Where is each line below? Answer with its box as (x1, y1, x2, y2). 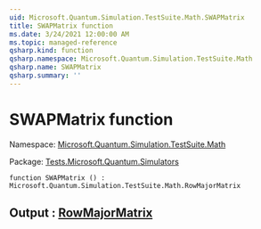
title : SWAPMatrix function (9, 21, 114, 30)
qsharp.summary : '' (9, 71, 82, 80)
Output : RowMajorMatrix (9, 206, 153, 221)
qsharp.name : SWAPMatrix (9, 63, 102, 72)
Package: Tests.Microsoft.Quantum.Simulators (9, 156, 180, 167)
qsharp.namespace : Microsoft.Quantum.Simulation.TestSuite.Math (9, 54, 253, 63)
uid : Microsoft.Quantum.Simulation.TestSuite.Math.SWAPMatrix (9, 12, 245, 22)
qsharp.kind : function (9, 46, 94, 55)
